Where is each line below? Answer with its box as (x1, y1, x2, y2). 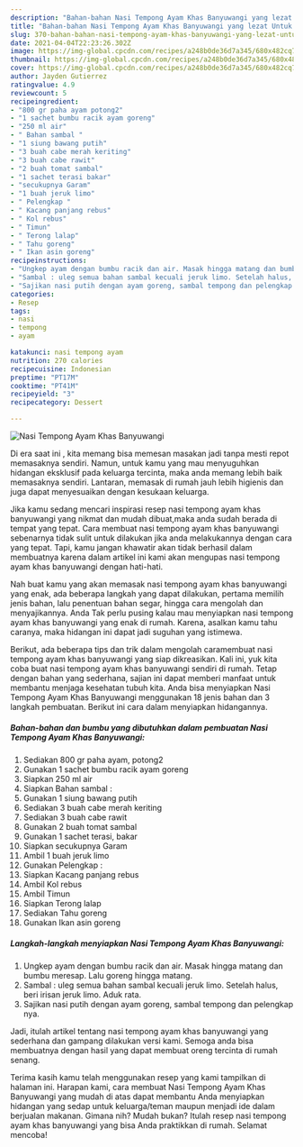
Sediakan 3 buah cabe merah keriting (22, 802, 163, 813)
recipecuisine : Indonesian (10, 364, 111, 374)
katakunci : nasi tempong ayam (10, 348, 124, 357)
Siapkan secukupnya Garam (22, 840, 129, 851)
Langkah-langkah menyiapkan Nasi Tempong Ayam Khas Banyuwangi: (10, 938, 284, 949)
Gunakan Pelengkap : (22, 860, 102, 870)
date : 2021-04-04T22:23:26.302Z (10, 38, 131, 48)
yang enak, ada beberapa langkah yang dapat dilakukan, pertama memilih (10, 588, 284, 599)
